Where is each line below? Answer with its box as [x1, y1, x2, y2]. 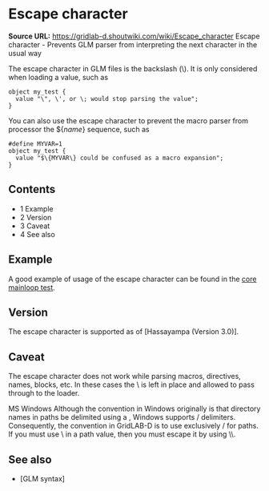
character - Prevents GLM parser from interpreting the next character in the [8, 39, 258, 49]
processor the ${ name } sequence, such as [8, 124, 150, 134]
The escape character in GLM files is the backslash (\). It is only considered [8, 63, 258, 73]
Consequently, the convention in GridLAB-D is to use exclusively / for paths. [8, 421, 259, 431]
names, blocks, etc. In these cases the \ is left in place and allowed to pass [8, 380, 255, 389]
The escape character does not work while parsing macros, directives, [8, 372, 242, 381]
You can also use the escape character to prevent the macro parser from [8, 115, 248, 125]
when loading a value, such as [8, 72, 109, 82]
